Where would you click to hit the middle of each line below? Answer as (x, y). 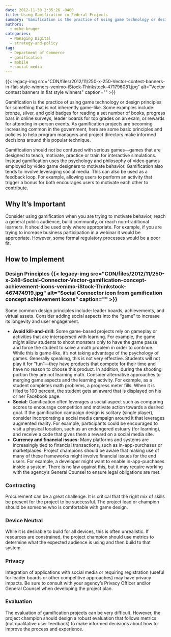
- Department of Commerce (37, 53)
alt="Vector (153, 87)
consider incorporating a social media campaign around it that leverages (89, 418)
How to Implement (35, 259)
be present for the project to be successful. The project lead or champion (82, 502)
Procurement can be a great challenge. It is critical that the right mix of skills (85, 496)
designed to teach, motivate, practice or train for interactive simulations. (81, 156)
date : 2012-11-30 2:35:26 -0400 (39, 10)
